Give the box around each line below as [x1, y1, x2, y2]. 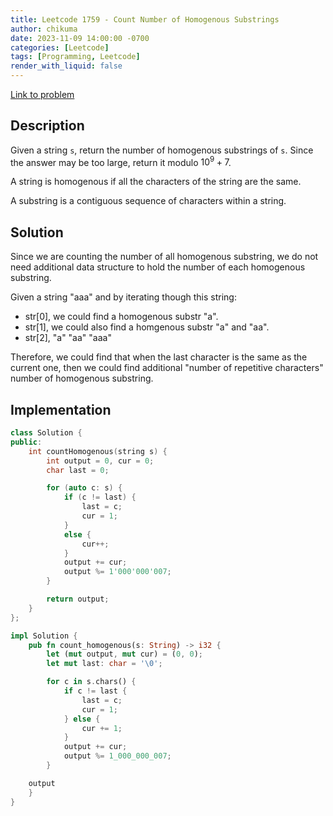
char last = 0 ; [46, 465, 110, 475]
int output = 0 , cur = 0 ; [46, 456, 155, 466]
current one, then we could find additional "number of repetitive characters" [10, 362, 324, 374]
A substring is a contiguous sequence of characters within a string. [10, 195, 287, 207]
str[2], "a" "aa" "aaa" [24, 332, 112, 344]
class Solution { [10, 428, 83, 438]
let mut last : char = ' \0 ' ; [46, 659, 163, 669]
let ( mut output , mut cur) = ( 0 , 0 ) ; [46, 649, 204, 660]
